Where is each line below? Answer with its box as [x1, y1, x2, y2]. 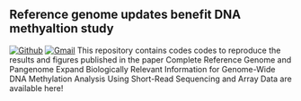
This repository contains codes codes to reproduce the [76, 45, 281, 55]
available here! [9, 82, 64, 93]
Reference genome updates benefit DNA [9, 7, 241, 22]
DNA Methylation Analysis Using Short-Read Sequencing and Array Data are [9, 73, 292, 84]
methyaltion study [9, 21, 114, 37]
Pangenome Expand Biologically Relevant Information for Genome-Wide [9, 63, 276, 74]
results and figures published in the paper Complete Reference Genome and [9, 54, 292, 65]
